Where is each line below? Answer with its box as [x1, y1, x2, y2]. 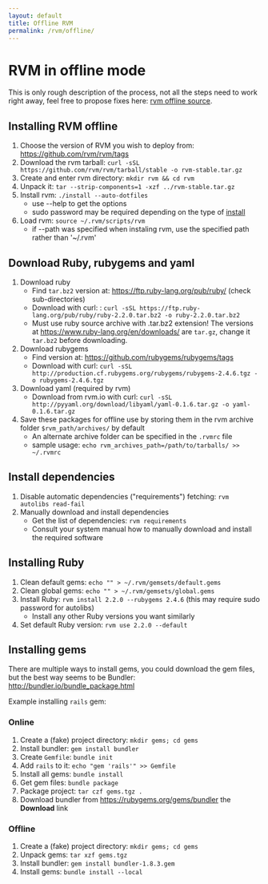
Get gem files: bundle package [19, 777, 118, 787]
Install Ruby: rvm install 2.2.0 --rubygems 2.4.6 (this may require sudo [19, 594, 260, 603]
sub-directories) [31, 294, 86, 304]
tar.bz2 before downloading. [31, 335, 128, 345]
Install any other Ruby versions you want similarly [31, 611, 195, 621]
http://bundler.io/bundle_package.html [8, 681, 135, 691]
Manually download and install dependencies [19, 507, 170, 517]
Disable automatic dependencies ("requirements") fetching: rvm [19, 491, 230, 501]
